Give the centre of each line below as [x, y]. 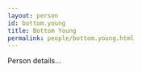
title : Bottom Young [42, 30]
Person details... [34, 61]
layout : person [33, 16]
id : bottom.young [37, 23]
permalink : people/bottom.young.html [71, 38]
